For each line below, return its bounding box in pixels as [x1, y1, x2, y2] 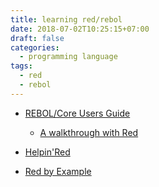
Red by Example [24, 165, 92, 177]
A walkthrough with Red [39, 126, 139, 138]
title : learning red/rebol [10, 14, 123, 25]
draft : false [10, 33, 65, 43]
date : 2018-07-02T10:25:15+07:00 [10, 24, 150, 34]
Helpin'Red [24, 146, 71, 158]
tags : [10, 61, 33, 71]
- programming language [19, 52, 118, 62]
